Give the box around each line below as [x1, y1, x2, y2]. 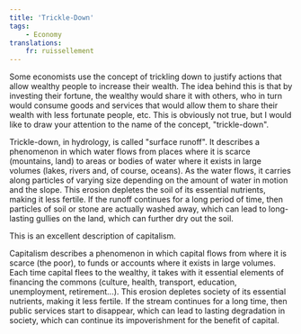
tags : [9, 22, 30, 31]
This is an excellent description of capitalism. [9, 230, 177, 241]
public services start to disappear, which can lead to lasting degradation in [9, 305, 286, 316]
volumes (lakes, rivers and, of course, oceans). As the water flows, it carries [9, 166, 292, 176]
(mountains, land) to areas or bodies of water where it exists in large [9, 156, 262, 167]
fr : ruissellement [25, 47, 94, 56]
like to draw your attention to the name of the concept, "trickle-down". [9, 119, 270, 131]
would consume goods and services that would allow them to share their [9, 100, 279, 111]
